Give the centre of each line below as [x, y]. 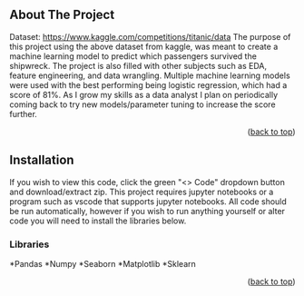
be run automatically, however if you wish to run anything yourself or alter [147, 211]
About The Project [62, 15]
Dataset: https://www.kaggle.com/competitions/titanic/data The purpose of [150, 36]
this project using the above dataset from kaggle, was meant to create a [144, 46]
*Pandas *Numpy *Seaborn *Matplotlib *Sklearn [103, 263]
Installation [42, 160]
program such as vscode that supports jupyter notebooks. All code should [148, 201]
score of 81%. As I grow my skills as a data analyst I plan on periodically [144, 94]
